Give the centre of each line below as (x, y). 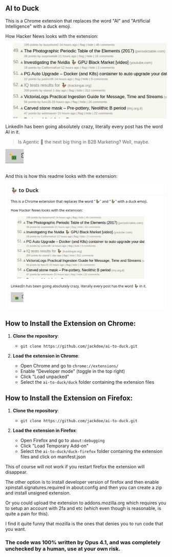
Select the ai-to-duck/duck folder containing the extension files (87, 382)
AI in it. (13, 132)
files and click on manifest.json (53, 457)
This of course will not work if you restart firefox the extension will (75, 466)
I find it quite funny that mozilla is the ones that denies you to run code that (84, 523)
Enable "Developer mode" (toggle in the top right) (73, 371)
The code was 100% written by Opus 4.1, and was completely (83, 542)
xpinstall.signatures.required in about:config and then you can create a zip (84, 487)
